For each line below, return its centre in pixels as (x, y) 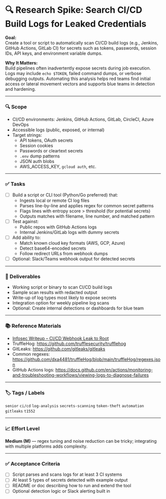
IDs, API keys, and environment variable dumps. (54, 53)
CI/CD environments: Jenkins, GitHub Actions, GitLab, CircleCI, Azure (83, 119)
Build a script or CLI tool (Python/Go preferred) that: (65, 195)
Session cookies (36, 146)
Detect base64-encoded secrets (53, 248)
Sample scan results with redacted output (55, 293)
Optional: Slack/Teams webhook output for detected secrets (74, 259)
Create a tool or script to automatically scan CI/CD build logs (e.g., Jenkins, (82, 42)
